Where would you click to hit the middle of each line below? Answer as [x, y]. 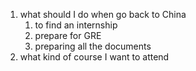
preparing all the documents [93, 46]
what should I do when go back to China [103, 14]
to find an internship [76, 25]
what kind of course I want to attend [94, 57]
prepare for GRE [68, 35]
